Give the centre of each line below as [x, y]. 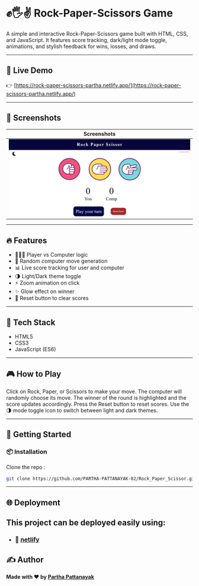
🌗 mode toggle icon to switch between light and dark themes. [82, 410]
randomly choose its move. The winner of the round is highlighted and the [96, 397]
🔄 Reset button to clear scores [52, 298]
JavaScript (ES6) [35, 349]
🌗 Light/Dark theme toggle [48, 276]
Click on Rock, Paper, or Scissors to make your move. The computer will [94, 391]
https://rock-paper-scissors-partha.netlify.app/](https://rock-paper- [99, 85]
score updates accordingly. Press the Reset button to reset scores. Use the [98, 404]
